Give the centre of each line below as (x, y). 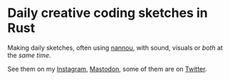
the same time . (29, 55)
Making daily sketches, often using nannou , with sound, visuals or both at (115, 47)
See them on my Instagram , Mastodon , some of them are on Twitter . (107, 69)
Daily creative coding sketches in (108, 13)
